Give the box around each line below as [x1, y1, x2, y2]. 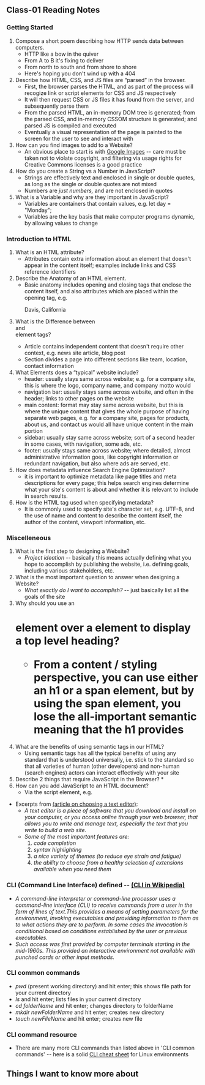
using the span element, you [33, 697, 181, 711]
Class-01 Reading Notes [6, 5, 100, 15]
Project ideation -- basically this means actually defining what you [24, 554, 192, 561]
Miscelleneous [6, 533, 51, 542]
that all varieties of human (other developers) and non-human [24, 762, 180, 770]
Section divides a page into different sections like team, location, [24, 355, 188, 363]
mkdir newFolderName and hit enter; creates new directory [15, 1008, 165, 1016]
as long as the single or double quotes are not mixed [24, 180, 157, 187]
